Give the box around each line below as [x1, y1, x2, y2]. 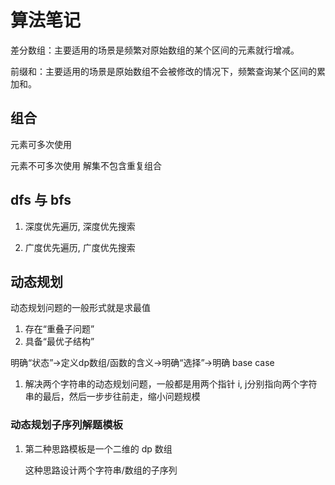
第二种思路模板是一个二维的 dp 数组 [24, 442, 173, 455]
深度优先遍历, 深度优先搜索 [24, 220, 136, 232]
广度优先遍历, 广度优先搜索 [24, 241, 136, 253]
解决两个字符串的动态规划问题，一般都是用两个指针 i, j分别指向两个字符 [24, 378, 318, 390]
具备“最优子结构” [24, 336, 95, 348]
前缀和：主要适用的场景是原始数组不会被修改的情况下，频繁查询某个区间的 [10, 65, 317, 77]
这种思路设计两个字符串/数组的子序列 [24, 464, 178, 476]
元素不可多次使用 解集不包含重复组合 [10, 159, 162, 171]
